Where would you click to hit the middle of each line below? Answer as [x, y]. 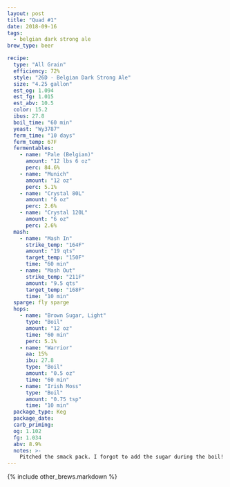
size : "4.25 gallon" [43, 84]
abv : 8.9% [27, 444]
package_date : [33, 419]
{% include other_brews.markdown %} [62, 477]
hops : [21, 309]
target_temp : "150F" [55, 258]
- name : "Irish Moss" [50, 386]
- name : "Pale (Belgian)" [57, 155]
